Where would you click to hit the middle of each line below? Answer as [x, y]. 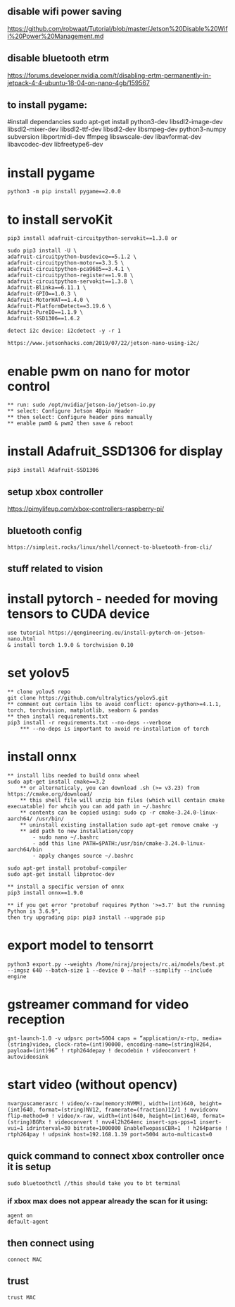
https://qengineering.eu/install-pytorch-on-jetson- [127, 633]
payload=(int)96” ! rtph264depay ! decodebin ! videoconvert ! [102, 1050]
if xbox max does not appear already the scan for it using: [108, 1200]
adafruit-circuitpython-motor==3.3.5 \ [66, 263]
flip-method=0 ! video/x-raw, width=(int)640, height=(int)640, [103, 1116]
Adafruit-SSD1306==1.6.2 [44, 319]
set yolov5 [39, 673]
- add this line [56, 844]
